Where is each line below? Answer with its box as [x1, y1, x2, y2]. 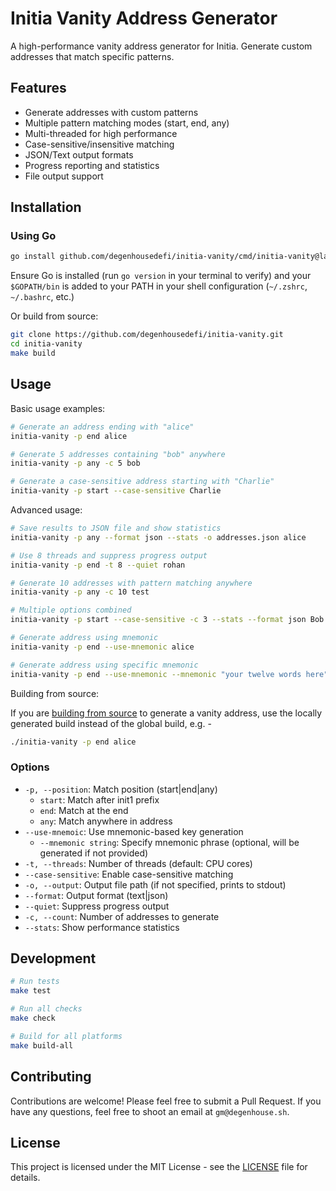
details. [10, 1172, 41, 1184]
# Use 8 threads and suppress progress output [10, 550, 208, 561]
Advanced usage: [10, 504, 83, 516]
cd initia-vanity [10, 339, 83, 349]
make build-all [10, 1040, 74, 1051]
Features [10, 80, 67, 97]
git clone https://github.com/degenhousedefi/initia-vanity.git [10, 330, 284, 340]
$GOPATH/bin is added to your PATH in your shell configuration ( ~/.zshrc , [10, 280, 308, 292]
